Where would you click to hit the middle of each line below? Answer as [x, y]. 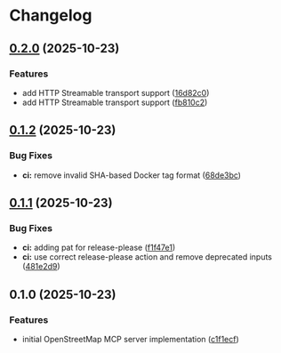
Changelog [51, 16]
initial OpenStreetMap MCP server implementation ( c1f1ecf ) [131, 339]
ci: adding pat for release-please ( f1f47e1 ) [99, 248]
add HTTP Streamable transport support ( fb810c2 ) [115, 102]
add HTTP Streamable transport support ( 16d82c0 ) [116, 92]
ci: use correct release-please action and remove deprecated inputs [147, 257]
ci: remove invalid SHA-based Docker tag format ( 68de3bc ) [132, 175]
